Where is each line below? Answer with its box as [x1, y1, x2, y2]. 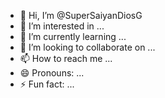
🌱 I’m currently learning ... [19, 31, 127, 42]
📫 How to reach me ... [19, 53, 113, 64]
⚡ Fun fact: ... [19, 78, 75, 90]
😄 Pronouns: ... [19, 67, 85, 79]
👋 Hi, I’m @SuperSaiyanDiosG [19, 10, 143, 21]
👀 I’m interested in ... [19, 20, 105, 32]
